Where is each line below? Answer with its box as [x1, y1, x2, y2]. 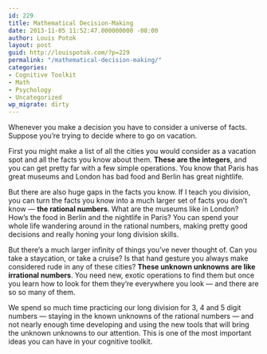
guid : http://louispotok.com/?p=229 [8, 49, 130, 57]
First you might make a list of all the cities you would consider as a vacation [8, 147, 257, 156]
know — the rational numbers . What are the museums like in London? [8, 204, 239, 214]
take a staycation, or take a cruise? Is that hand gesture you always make [8, 254, 249, 263]
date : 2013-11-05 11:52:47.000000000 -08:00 [8, 26, 159, 34]
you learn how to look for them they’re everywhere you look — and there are [8, 279, 259, 289]
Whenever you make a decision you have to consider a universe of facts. [8, 123, 247, 132]
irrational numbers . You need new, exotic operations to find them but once [8, 270, 255, 280]
